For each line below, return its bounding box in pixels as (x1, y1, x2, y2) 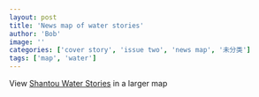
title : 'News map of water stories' (9, 21, 144, 30)
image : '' (9, 37, 46, 47)
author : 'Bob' (9, 29, 62, 38)
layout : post (9, 12, 57, 22)
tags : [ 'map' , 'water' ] (9, 54, 97, 63)
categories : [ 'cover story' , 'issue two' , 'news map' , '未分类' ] (9, 46, 251, 55)
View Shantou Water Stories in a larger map (9, 78, 168, 88)
